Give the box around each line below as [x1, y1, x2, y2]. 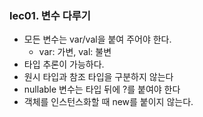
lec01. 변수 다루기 [9, 8, 91, 22]
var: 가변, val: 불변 [38, 46, 112, 58]
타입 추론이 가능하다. [23, 58, 105, 71]
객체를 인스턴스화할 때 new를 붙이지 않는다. [23, 96, 194, 108]
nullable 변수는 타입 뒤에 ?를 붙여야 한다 [23, 83, 181, 96]
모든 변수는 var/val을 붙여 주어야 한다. [23, 33, 172, 46]
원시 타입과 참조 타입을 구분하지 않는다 [23, 71, 174, 83]
